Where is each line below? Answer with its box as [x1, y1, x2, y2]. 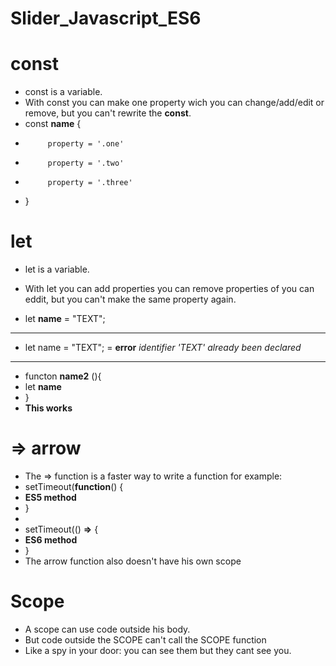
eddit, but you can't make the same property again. [24, 293, 237, 306]
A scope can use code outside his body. [24, 623, 191, 635]
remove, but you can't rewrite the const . [24, 107, 192, 119]
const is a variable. [24, 86, 103, 98]
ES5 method [24, 492, 77, 503]
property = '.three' [47, 178, 133, 188]
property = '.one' [47, 139, 125, 149]
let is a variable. [24, 263, 90, 276]
